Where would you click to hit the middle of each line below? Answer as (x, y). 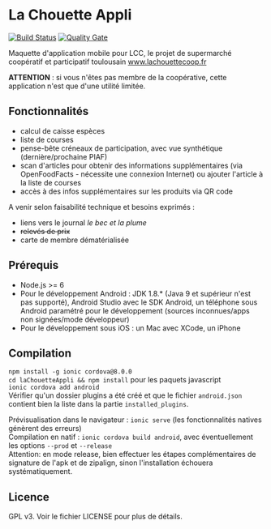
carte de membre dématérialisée (75, 240)
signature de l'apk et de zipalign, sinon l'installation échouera (111, 463)
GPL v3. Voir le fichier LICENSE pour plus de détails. (95, 517)
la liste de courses (51, 182)
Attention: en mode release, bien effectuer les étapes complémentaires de (132, 454)
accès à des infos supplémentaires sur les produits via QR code (127, 191)
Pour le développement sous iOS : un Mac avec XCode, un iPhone (130, 328)
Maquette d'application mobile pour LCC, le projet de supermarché (120, 53)
